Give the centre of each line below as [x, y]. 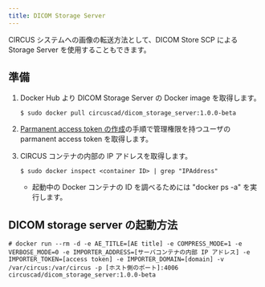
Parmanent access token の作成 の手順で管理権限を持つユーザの [125, 129]
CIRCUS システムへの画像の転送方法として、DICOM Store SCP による [123, 39]
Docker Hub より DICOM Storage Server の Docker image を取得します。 [140, 98]
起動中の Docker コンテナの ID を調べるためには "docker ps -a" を [141, 187]
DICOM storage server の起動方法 [93, 225]
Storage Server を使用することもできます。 [79, 50]
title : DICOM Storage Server [57, 16]
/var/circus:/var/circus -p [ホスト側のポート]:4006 [94, 268]
